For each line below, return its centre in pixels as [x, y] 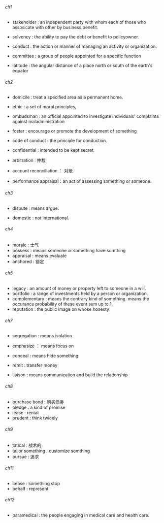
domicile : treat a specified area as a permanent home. [67, 97]
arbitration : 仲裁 [29, 161]
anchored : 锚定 [28, 261]
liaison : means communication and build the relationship [70, 375]
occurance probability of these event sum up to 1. [63, 304]
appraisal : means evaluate [39, 256]
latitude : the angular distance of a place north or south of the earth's [82, 65]
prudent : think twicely [35, 418]
